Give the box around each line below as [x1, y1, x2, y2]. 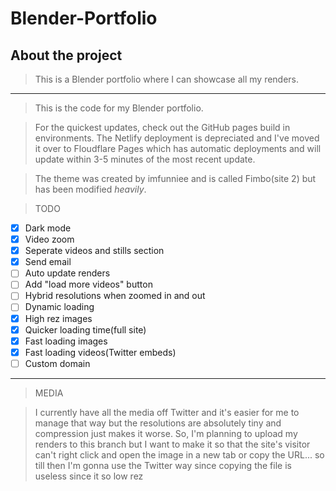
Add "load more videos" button [24, 278, 153, 291]
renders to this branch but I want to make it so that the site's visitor [34, 438, 311, 450]
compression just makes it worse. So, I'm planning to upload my [34, 427, 298, 439]
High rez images [24, 312, 93, 324]
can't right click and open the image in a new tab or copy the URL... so [34, 448, 325, 461]
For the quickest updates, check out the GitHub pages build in [34, 122, 291, 133]
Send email [24, 256, 72, 268]
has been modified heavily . [34, 183, 147, 195]
